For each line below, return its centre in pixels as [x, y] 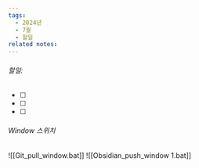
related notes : [33, 45]
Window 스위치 [32, 130]
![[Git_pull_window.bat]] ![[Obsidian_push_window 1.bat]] [100, 155]
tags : [17, 15]
